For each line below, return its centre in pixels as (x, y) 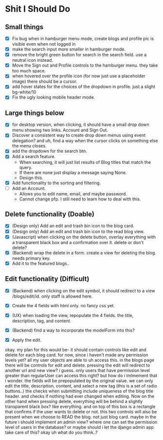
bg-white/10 (24, 92)
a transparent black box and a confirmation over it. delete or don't (78, 242)
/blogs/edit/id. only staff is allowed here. (52, 296)
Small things (24, 27)
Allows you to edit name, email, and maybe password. (73, 194)
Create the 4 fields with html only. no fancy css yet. (63, 305)
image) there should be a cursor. (45, 82)
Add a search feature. (34, 157)
